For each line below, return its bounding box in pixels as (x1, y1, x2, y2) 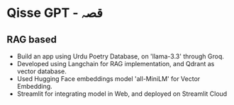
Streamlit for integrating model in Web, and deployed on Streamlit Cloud (16, 89, 228, 98)
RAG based (6, 33, 57, 45)
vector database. (16, 67, 67, 75)
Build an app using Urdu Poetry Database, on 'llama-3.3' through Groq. (16, 52, 224, 61)
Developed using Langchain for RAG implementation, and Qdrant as (16, 60, 215, 68)
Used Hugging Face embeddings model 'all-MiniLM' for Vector (16, 75, 201, 82)
